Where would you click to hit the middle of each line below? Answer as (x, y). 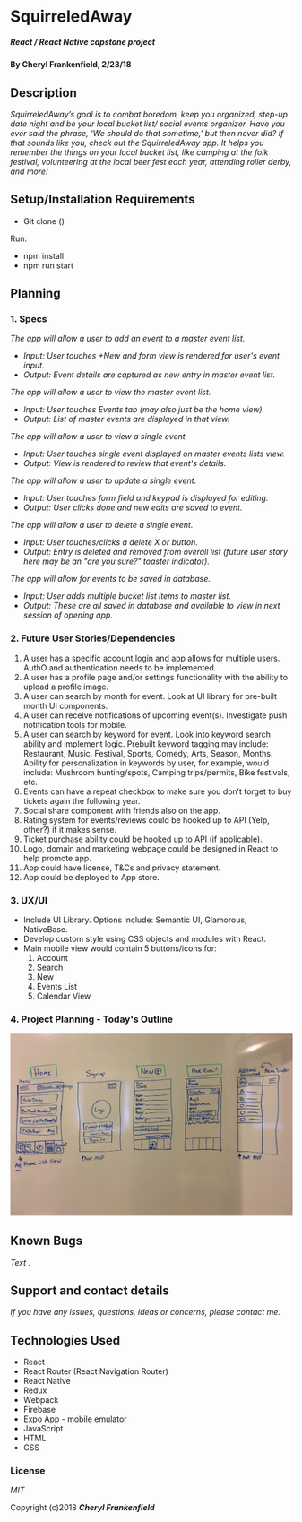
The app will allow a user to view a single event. (99, 437)
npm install (43, 255)
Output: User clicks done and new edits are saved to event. (133, 507)
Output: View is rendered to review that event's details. (125, 463)
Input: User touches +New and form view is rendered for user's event (151, 356)
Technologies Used (65, 1340)
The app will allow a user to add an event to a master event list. (128, 339)
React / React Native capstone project (83, 41)
